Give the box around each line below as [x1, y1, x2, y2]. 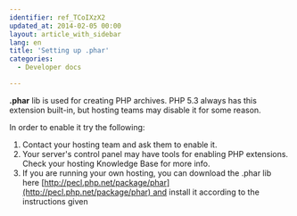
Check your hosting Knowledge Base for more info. [21, 158, 211, 169]
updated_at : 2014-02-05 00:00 [9, 21, 122, 30]
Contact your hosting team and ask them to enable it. [21, 139, 218, 150]
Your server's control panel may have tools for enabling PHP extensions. [21, 148, 288, 159]
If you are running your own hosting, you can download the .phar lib [21, 167, 272, 179]
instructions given [21, 195, 88, 206]
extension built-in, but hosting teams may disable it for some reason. [9, 104, 261, 115]
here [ [21, 177, 45, 187]
